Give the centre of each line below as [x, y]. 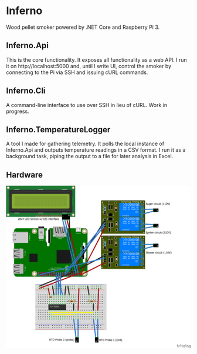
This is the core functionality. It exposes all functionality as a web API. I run [97, 59]
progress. [18, 111]
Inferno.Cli [26, 91]
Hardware [24, 175]
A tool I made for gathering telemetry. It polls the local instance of [85, 144]
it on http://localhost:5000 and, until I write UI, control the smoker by [89, 66]
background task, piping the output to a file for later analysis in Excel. [90, 156]
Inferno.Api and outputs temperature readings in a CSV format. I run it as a [96, 150]
